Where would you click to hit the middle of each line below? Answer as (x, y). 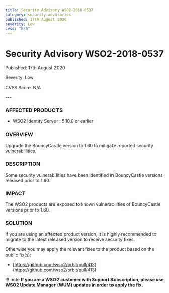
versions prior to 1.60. (28, 210)
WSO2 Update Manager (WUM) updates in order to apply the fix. (74, 285)
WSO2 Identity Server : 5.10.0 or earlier (53, 121)
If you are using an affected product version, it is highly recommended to (81, 234)
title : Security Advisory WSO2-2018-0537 (49, 10)
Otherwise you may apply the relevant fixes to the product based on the (80, 249)
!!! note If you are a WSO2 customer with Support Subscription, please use (84, 279)
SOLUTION (19, 223)
